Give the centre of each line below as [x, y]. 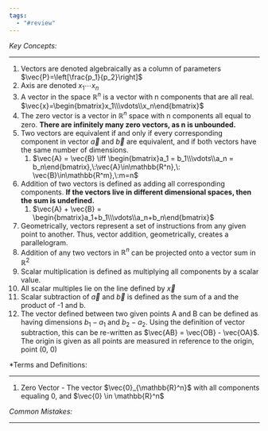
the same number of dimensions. [75, 150]
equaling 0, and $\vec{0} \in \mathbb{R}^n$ [92, 396]
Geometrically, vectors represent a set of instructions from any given [133, 225]
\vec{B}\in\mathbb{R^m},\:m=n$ [85, 175]
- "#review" [36, 23]
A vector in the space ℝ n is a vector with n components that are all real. [137, 96]
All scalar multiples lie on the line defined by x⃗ [98, 288]
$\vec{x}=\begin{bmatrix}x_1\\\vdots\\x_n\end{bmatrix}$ [112, 106]
